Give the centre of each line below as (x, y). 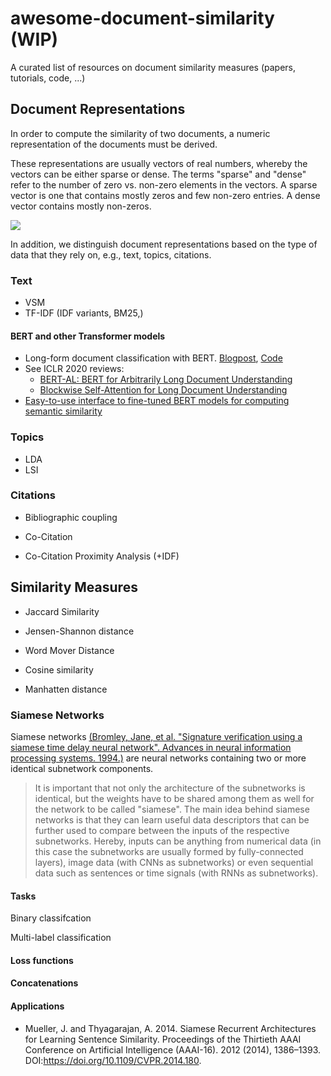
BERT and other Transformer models (88, 336)
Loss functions (42, 960)
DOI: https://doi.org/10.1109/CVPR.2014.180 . (113, 1060)
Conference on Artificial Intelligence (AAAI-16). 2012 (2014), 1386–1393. (173, 1049)
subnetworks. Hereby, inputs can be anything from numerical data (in (178, 841)
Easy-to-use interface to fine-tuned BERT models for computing (157, 401)
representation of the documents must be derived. (114, 144)
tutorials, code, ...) (48, 78)
